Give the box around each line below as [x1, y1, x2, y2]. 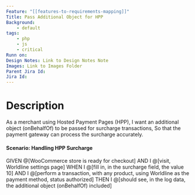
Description [6, 99, 64, 112]
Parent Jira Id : [6, 69, 46, 74]
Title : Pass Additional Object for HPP [6, 14, 104, 20]
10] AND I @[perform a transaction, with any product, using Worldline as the [6, 170, 189, 177]
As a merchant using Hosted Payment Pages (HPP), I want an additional [6, 118, 179, 126]
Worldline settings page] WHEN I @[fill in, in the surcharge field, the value [6, 163, 184, 170]
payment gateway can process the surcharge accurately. [6, 131, 143, 138]
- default [16, 25, 41, 31]
